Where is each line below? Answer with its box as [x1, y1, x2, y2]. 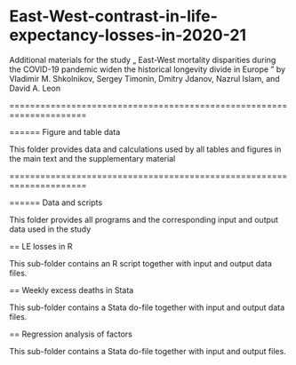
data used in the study [9, 224, 92, 234]
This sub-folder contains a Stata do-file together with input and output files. [9, 345, 286, 356]
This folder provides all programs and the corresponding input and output [9, 214, 278, 225]
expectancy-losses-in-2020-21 [9, 25, 247, 45]
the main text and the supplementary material [9, 153, 176, 163]
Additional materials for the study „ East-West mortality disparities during [9, 54, 276, 65]
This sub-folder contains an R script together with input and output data [9, 258, 273, 268]
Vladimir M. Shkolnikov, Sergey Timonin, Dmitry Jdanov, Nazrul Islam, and [9, 73, 280, 83]
